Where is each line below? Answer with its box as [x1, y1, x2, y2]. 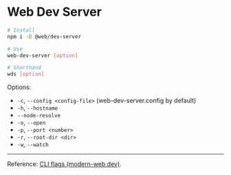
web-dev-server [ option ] [7, 52, 78, 59]
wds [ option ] [7, 71, 45, 78]
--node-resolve [16, 113, 61, 119]
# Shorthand [7, 65, 41, 71]
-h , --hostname [16, 104, 58, 112]
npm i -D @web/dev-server [7, 33, 81, 40]
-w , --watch [16, 140, 49, 148]
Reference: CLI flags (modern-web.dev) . [7, 160, 122, 168]
